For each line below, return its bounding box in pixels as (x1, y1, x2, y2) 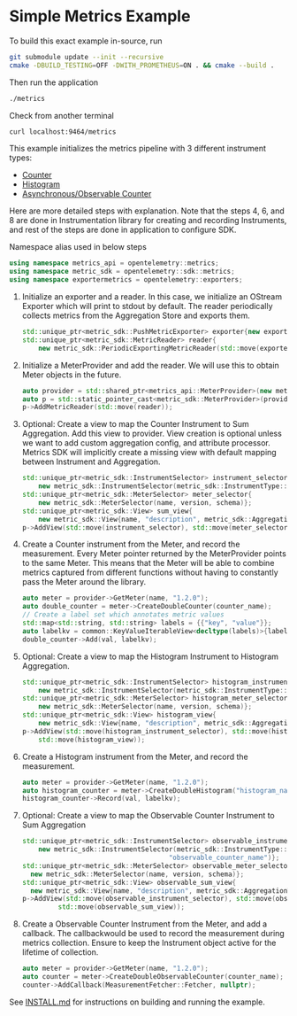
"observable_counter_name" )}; (168, 853, 280, 863)
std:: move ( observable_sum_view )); (57, 903, 186, 911)
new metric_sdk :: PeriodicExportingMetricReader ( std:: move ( (38, 344, 261, 353)
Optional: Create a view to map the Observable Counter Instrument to (21, 810, 276, 821)
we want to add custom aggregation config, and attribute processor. (21, 438, 271, 448)
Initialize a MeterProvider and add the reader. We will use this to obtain (21, 360, 280, 370)
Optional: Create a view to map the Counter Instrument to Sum (21, 419, 249, 430)
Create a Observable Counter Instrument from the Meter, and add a (21, 919, 268, 929)
